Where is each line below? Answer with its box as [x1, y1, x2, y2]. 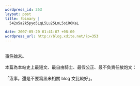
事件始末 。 [5, 53, 27, 59]
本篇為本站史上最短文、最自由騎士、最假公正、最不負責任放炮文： [5, 64, 137, 70]
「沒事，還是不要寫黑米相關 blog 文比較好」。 [5, 76, 95, 81]
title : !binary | [5, 16, 40, 21]
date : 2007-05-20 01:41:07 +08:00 [5, 30, 75, 34]
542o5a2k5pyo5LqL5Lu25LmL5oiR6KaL [9, 20, 79, 26]
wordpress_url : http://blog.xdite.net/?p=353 [5, 34, 98, 39]
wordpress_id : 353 [5, 7, 42, 12]
